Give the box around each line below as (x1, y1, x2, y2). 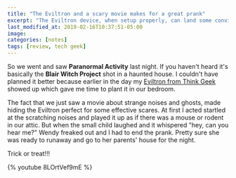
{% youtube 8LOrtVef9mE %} (7, 163, 93, 171)
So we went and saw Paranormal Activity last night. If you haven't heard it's (7, 63, 228, 70)
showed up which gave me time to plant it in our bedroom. (7, 85, 176, 93)
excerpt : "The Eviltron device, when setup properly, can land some (7, 17, 212, 24)
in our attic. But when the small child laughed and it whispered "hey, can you (7, 121, 229, 129)
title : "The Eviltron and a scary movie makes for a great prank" (7, 10, 206, 18)
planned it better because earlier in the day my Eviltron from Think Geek (7, 77, 216, 85)
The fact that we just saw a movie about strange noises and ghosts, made (7, 98, 221, 106)
